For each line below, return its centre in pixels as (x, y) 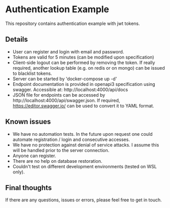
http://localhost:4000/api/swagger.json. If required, (66, 100)
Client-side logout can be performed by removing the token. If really (84, 63)
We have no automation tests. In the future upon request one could (83, 134)
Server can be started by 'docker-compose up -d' (65, 79)
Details (16, 39)
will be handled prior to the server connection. (61, 150)
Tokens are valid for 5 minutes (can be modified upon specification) (83, 57)
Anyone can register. (34, 156)
